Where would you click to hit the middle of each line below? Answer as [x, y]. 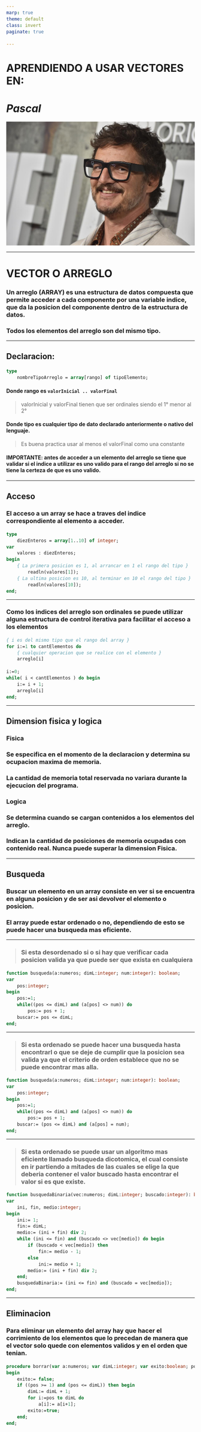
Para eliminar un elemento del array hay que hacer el [84, 1331]
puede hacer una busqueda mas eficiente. [69, 930]
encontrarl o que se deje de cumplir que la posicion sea [103, 1052]
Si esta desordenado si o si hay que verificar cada [95, 952]
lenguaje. [18, 430]
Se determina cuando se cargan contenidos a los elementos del [100, 817]
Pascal [24, 108]
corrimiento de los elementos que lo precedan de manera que [97, 1338]
